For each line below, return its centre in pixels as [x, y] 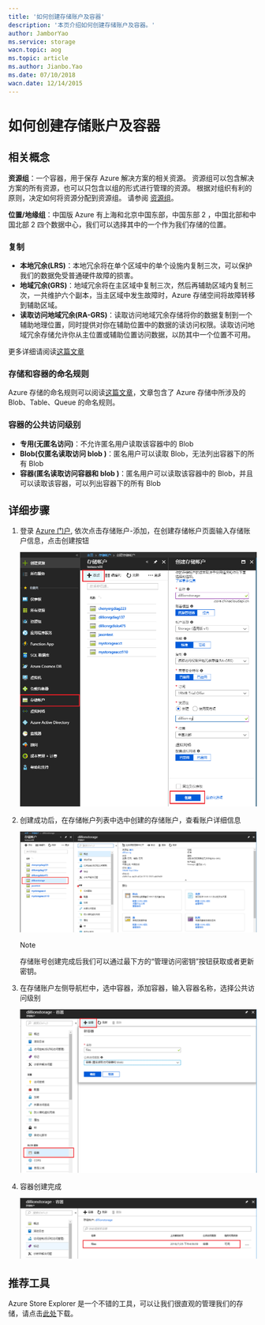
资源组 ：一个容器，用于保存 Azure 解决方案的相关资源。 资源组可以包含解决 [131, 178]
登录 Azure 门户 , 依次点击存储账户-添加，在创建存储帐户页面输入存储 [131, 531]
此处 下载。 [60, 1314]
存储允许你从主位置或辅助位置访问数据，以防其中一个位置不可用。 [147, 334]
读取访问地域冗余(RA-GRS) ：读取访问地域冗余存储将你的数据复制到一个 [136, 314]
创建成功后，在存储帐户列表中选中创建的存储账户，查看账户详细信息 [130, 820]
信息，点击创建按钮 [58, 540]
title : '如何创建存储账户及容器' [56, 17]
